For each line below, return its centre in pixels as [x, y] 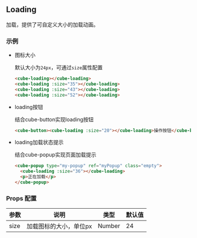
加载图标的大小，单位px [60, 226]
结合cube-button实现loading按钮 [54, 119]
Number [109, 226]
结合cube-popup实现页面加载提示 [55, 155]
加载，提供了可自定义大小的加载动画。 [52, 24]
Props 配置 [21, 198]
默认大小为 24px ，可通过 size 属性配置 [59, 67]
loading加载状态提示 [39, 142]
